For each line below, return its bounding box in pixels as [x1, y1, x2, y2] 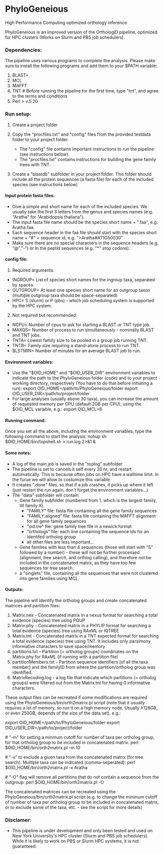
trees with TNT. [19, 162, 51, 167]
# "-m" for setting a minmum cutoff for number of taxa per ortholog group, [5, 734, 155, 740]
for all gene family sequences [26, 518, 86, 524]
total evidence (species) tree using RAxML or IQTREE [12, 628, 120, 634]
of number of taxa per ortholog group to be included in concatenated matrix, [5, 799, 159, 805]
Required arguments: [12, 267, 55, 273]
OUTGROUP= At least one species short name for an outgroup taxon [12, 287, 150, 293]
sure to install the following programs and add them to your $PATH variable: [5, 63, 158, 69]
